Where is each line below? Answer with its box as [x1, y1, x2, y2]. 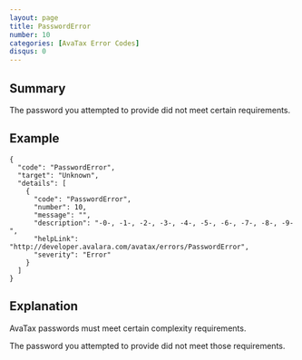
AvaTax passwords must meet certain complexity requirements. [9, 323, 247, 334]
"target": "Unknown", [17, 170, 100, 180]
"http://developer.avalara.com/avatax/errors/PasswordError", [9, 242, 249, 251]
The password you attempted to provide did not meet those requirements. [9, 340, 286, 351]
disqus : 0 [9, 47, 47, 56]
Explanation [9, 298, 79, 314]
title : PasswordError [9, 22, 92, 31]
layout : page [9, 13, 59, 23]
